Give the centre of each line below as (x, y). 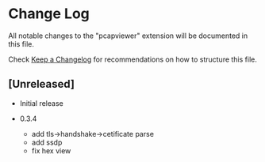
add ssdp (47, 142)
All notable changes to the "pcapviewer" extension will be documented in (128, 36)
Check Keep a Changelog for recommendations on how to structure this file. (133, 59)
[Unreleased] (42, 84)
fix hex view (51, 150)
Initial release (41, 103)
